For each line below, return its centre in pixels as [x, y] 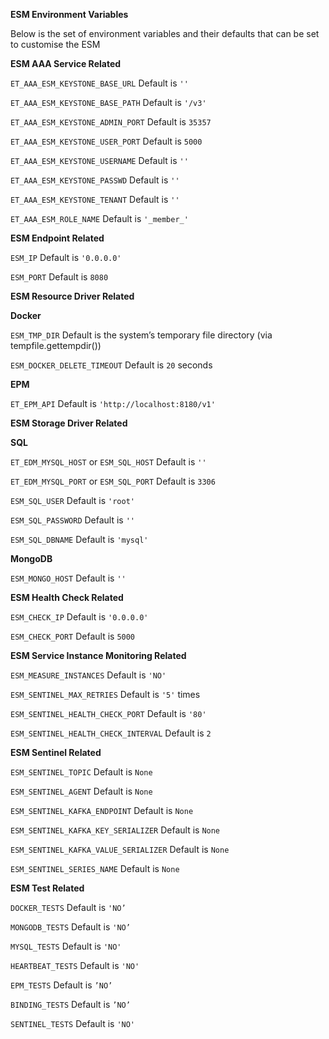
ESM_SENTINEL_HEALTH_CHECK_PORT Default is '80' [108, 713]
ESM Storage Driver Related [69, 423]
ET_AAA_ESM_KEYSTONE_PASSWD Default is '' [95, 180]
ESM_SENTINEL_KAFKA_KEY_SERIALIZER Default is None [115, 830]
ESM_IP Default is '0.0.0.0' [66, 257]
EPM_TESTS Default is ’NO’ [61, 985]
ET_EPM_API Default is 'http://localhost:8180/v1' [113, 403]
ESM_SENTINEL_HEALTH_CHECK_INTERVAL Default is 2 [111, 733]
